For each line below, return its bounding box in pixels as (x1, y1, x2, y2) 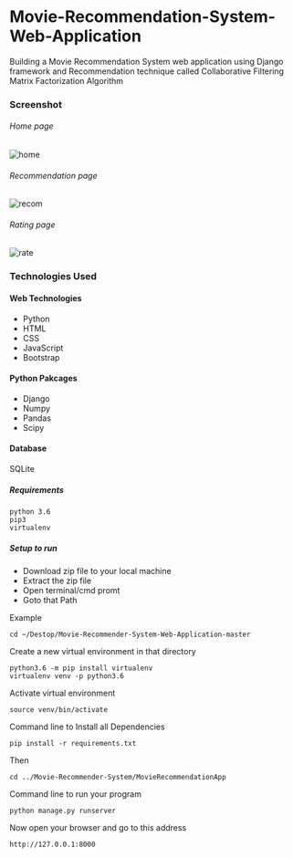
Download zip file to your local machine (22, 565, 172, 576)
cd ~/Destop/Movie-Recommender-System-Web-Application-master (9, 630, 251, 639)
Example (9, 612, 43, 623)
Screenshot (9, 98, 62, 110)
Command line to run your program (9, 788, 141, 800)
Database (9, 443, 47, 454)
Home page (9, 120, 54, 131)
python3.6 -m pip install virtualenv (9, 664, 153, 673)
